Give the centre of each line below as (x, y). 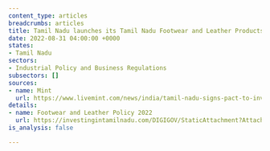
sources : (23, 83)
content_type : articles (48, 16)
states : (21, 46)
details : (23, 105)
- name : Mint (30, 90)
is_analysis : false (41, 128)
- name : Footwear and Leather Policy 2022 (80, 113)
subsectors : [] (34, 75)
